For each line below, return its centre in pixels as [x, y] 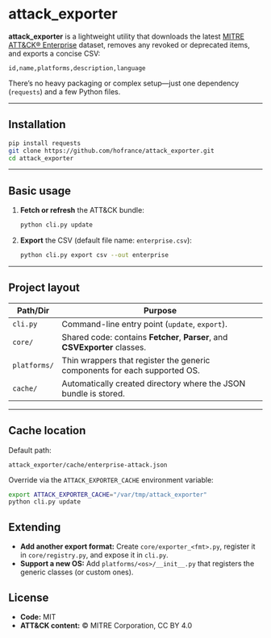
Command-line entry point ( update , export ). [145, 324]
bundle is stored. [93, 393]
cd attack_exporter [41, 158]
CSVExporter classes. [104, 347]
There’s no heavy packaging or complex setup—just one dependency [124, 83]
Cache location [47, 431]
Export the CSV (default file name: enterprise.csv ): [106, 240]
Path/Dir [33, 310]
